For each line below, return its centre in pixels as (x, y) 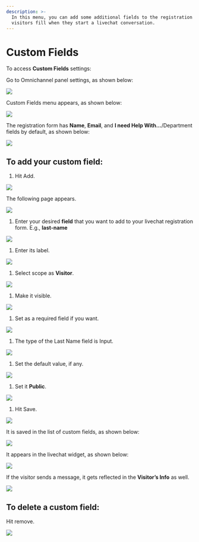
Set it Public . (30, 387)
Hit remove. (20, 521)
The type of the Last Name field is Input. (64, 341)
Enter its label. (32, 250)
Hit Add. (25, 176)
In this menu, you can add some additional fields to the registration (102, 17)
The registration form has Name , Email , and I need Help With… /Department (99, 126)
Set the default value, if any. (49, 364)
